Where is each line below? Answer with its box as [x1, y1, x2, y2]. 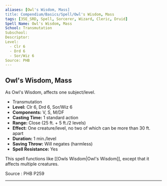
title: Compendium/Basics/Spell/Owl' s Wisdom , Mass [5, 12, 114, 17]
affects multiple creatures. [5, 161, 59, 167]
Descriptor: [5, 35, 30, 40]
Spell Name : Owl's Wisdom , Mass [5, 21, 72, 26]
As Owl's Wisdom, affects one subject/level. [5, 90, 95, 95]
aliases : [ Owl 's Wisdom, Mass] [5, 7, 70, 12]
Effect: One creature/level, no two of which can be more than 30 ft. [12, 125, 151, 131]
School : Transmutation [5, 26, 52, 31]
